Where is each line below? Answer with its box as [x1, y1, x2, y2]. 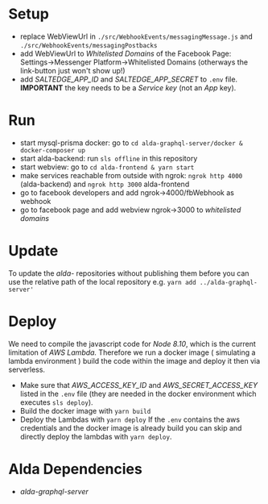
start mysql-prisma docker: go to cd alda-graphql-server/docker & [19, 138, 243, 148]
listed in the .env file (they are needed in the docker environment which [19, 389, 257, 398]
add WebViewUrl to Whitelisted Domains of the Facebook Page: [19, 48, 232, 58]
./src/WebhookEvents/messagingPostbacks [19, 41, 158, 49]
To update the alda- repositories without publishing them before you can [8, 268, 249, 278]
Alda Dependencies [8, 460, 142, 478]
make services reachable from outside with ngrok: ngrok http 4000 [19, 170, 243, 180]
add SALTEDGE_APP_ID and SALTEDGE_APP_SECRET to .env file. [19, 74, 238, 84]
